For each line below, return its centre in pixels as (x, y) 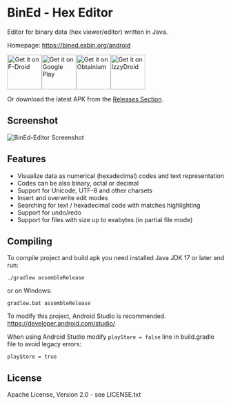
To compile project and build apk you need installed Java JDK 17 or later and (116, 258)
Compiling (30, 241)
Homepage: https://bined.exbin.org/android (69, 45)
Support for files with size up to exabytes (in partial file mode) (105, 219)
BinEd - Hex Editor (60, 13)
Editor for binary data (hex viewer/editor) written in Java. (88, 32)
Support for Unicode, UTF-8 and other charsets (85, 190)
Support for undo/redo (49, 213)
